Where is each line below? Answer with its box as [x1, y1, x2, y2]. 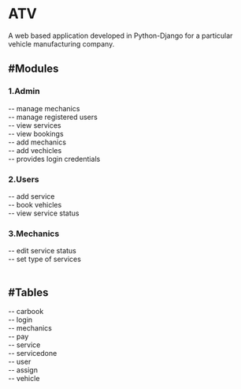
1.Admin [8, 86, 41, 97]
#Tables [8, 286, 49, 299]
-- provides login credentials [8, 154, 101, 163]
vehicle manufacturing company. [8, 39, 115, 48]
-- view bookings [8, 129, 65, 138]
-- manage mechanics [8, 103, 80, 113]
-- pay [8, 332, 29, 342]
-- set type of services [8, 254, 81, 264]
